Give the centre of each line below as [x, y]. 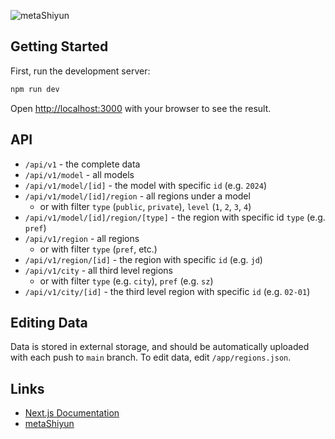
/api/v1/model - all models [79, 174]
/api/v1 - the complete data [82, 164]
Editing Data [49, 322]
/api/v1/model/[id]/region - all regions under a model [137, 196]
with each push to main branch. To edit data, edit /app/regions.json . [151, 357]
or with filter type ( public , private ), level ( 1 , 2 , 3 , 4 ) [145, 206]
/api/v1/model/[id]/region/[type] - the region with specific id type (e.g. [175, 217]
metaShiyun [49, 424]
